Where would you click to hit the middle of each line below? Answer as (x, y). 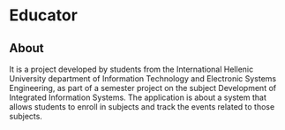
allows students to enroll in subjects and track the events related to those (142, 107)
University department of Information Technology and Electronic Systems (142, 79)
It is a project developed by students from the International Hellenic (131, 69)
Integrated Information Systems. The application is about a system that (138, 97)
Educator (43, 15)
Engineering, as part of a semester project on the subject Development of (142, 88)
